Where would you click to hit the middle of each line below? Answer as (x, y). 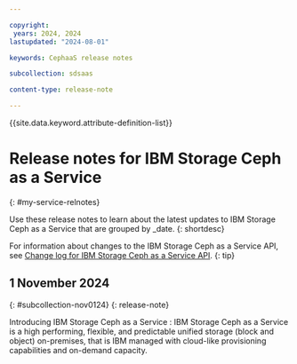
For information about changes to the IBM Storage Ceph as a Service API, (144, 246)
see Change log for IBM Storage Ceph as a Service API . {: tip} (122, 255)
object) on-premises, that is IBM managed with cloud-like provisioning (138, 340)
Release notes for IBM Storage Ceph (145, 158)
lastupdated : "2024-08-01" (59, 42)
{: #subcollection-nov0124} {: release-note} (89, 305)
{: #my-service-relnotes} (55, 202)
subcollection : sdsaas (51, 74)
